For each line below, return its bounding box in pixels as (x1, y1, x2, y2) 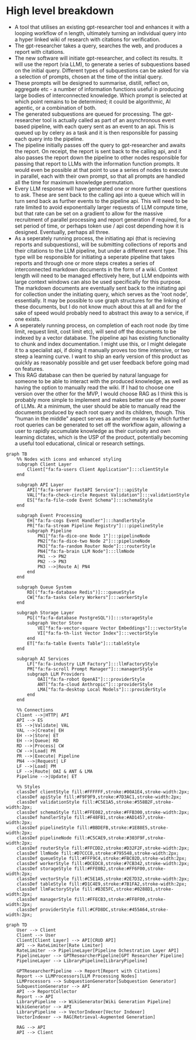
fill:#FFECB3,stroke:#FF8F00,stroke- (74, 896, 166, 902)
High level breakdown (6, 4, 114, 18)
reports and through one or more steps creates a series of (14, 259, 155, 267)
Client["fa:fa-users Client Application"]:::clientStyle (27, 466, 169, 472)
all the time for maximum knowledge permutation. (14, 178, 135, 185)
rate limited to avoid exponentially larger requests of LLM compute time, (14, 204, 188, 211)
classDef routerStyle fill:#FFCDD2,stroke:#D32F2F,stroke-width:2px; (16, 845, 190, 851)
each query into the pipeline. (14, 135, 84, 142)
